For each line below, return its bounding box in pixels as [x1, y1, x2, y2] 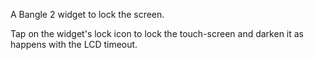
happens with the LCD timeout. [10, 39, 138, 50]
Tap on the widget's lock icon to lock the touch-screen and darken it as [10, 28, 305, 39]
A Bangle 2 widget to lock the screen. [10, 9, 165, 20]
